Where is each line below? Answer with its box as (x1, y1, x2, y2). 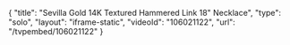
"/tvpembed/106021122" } (8, 26, 104, 36)
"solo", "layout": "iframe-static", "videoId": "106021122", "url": (8, 17, 236, 27)
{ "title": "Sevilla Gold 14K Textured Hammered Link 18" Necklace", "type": (8, 8, 282, 18)
